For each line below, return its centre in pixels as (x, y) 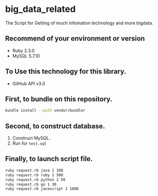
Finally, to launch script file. (49, 159)
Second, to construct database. (55, 126)
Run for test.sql (29, 143)
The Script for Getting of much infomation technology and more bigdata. (79, 23)
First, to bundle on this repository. (59, 99)
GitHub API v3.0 (29, 84)
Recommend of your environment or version (75, 39)
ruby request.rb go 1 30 (31, 184)
